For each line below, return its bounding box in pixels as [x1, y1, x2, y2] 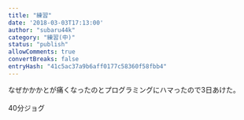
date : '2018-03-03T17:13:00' [8, 19, 104, 27]
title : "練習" [8, 11, 53, 20]
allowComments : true [8, 48, 76, 56]
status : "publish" [8, 41, 68, 49]
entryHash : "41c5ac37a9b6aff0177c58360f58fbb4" [8, 63, 168, 71]
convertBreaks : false [8, 56, 79, 64]
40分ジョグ [8, 103, 45, 112]
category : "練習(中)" [8, 33, 76, 42]
